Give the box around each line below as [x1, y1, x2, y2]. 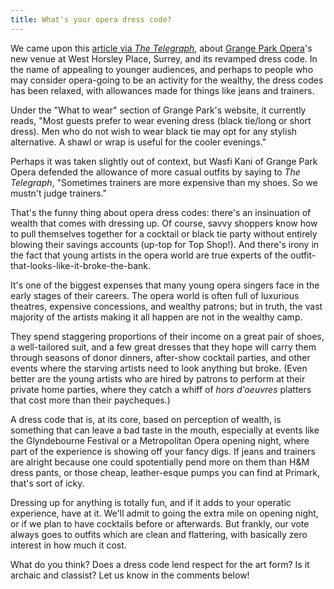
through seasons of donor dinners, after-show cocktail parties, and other [10, 351, 311, 363]
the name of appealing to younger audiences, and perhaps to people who [10, 63, 314, 75]
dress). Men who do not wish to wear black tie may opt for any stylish [10, 125, 298, 137]
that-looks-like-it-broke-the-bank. [10, 259, 152, 271]
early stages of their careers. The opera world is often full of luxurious [10, 289, 300, 301]
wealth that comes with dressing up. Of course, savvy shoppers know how [10, 217, 318, 229]
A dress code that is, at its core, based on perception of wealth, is [10, 413, 282, 425]
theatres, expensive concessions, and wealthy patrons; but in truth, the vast [10, 300, 323, 312]
